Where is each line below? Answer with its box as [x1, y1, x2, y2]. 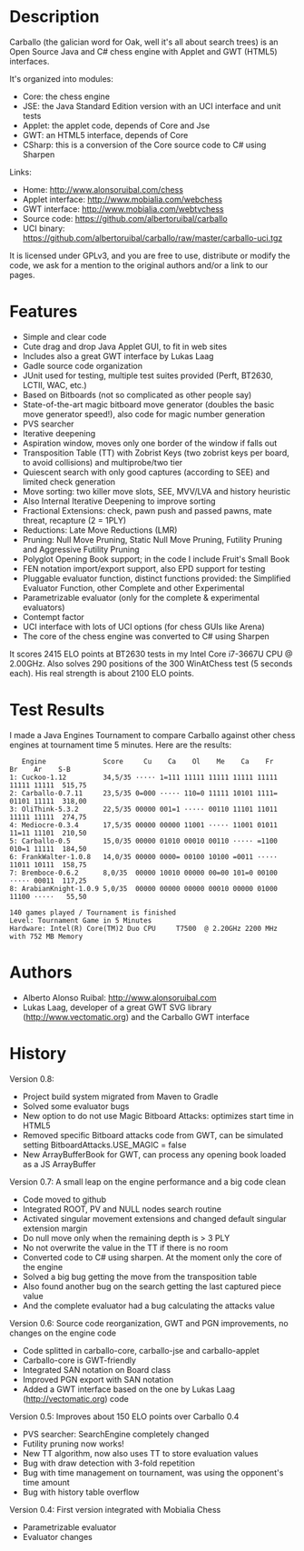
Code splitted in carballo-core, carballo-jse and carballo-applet [22, 1345, 260, 1356]
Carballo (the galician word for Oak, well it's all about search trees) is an [9, 36, 279, 47]
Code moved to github [22, 1194, 107, 1205]
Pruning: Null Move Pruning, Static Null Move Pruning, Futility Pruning [22, 534, 283, 545]
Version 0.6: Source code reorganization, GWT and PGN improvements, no [9, 1317, 289, 1328]
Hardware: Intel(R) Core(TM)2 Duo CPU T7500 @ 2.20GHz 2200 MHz [9, 924, 279, 933]
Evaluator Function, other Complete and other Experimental [22, 582, 245, 593]
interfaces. [9, 55, 50, 66]
